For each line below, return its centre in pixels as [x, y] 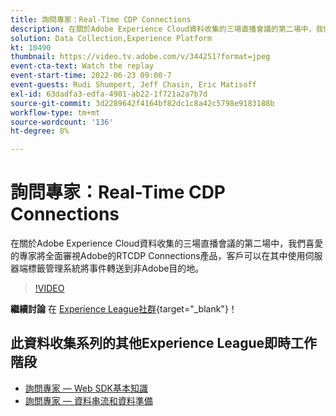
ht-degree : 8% [40, 131]
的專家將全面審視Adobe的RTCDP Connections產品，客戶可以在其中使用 [158, 256]
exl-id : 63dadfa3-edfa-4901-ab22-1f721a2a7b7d [109, 94]
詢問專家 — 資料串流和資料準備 [88, 400]
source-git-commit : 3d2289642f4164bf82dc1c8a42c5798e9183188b [142, 103]
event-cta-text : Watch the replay [82, 66]
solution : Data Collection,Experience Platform [111, 38]
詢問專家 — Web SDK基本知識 [86, 388]
